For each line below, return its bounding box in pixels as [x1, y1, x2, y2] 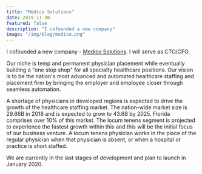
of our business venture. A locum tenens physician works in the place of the [6, 130, 197, 137]
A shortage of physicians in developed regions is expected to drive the [6, 98, 183, 105]
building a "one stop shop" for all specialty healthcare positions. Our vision [6, 66, 194, 73]
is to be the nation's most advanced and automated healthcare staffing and [6, 73, 194, 80]
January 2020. [6, 161, 43, 168]
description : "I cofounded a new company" [6, 25, 115, 32]
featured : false [6, 20, 47, 26]
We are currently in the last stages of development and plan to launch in [6, 154, 186, 161]
